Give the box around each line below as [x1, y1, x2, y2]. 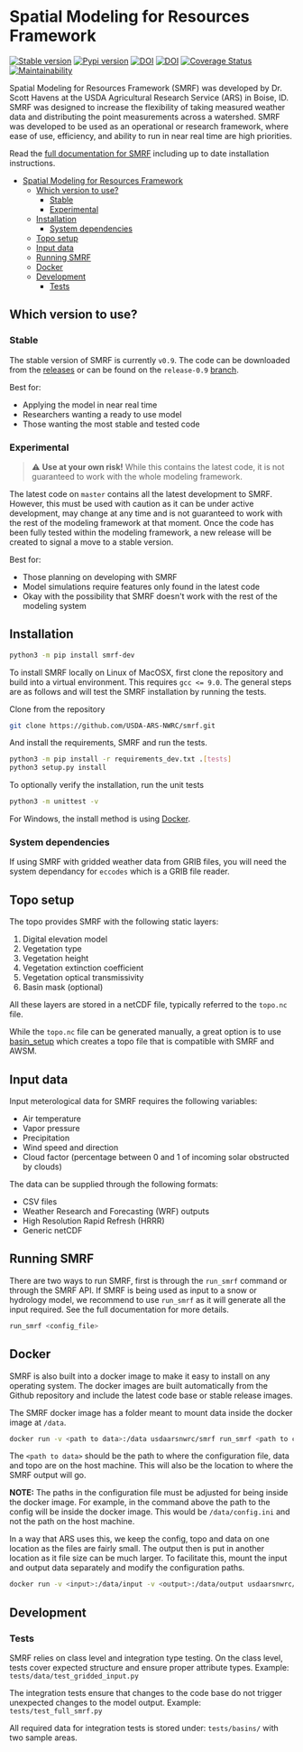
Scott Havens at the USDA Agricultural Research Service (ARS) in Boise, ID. [9, 92, 289, 103]
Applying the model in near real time [22, 399, 158, 410]
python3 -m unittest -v [9, 797, 99, 806]
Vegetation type [22, 943, 83, 954]
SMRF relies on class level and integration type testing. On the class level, [9, 1652, 283, 1663]
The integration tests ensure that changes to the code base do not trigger [9, 1687, 282, 1698]
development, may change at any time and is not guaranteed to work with [9, 508, 283, 519]
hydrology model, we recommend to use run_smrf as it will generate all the [9, 1294, 286, 1305]
